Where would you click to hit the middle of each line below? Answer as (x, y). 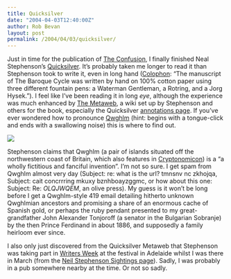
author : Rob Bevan (34, 26)
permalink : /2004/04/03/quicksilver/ (62, 39)
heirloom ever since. (36, 233)
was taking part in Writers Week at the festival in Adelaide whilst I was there (115, 253)
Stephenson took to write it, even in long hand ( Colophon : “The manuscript (114, 74)
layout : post (26, 33)
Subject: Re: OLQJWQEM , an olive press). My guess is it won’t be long (108, 188)
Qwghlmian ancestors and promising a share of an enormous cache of (108, 203)
